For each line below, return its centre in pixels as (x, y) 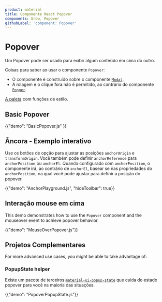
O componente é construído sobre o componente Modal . (68, 79)
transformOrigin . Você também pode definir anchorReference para (71, 158)
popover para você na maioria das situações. (50, 285)
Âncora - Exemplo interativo (48, 141)
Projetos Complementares (45, 245)
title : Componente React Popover (39, 14)
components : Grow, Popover (32, 18)
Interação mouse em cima (45, 204)
